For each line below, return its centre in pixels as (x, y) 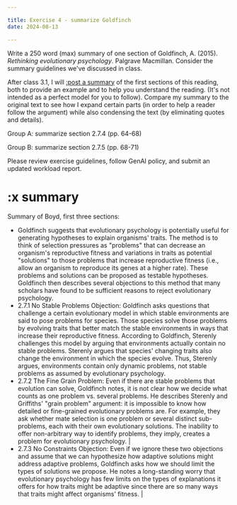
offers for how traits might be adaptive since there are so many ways (118, 487)
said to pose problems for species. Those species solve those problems (122, 321)
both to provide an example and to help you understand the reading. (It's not (118, 89)
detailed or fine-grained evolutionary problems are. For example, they (119, 411)
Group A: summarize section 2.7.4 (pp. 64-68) (75, 133)
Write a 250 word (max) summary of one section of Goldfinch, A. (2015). (112, 53)
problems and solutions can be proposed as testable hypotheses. (113, 276)
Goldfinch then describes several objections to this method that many (119, 283)
